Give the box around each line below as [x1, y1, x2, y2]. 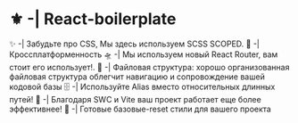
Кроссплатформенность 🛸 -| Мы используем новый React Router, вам [9, 49, 278, 60]
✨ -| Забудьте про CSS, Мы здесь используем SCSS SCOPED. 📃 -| [9, 38, 261, 49]
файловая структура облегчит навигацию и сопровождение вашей [9, 71, 265, 82]
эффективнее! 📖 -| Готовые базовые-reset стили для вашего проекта [9, 103, 272, 114]
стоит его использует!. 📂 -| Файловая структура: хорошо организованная [9, 61, 290, 72]
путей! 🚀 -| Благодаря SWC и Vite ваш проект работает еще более [9, 94, 261, 104]
